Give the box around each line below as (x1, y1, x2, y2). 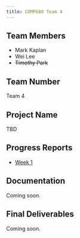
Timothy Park (14, 59, 48, 66)
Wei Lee (14, 53, 35, 60)
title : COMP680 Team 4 (6, 8, 63, 15)
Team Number (6, 76, 60, 86)
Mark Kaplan (14, 47, 47, 54)
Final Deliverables (6, 209, 75, 220)
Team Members (6, 31, 66, 41)
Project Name (6, 110, 58, 120)
